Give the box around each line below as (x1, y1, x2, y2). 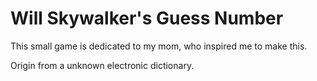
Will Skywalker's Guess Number (10, 7, 284, 30)
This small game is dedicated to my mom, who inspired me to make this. (10, 40, 308, 52)
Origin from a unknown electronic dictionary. (10, 59, 195, 71)
